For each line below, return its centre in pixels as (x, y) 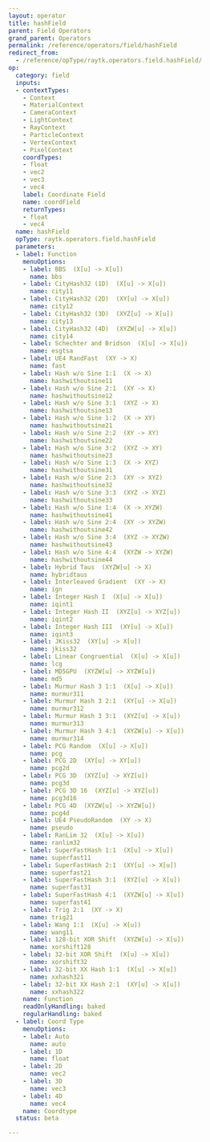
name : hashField (42, 232)
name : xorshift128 (60, 947)
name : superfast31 (60, 888)
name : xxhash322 (57, 992)
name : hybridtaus (59, 575)
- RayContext (44, 127)
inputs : (28, 83)
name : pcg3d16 (53, 798)
